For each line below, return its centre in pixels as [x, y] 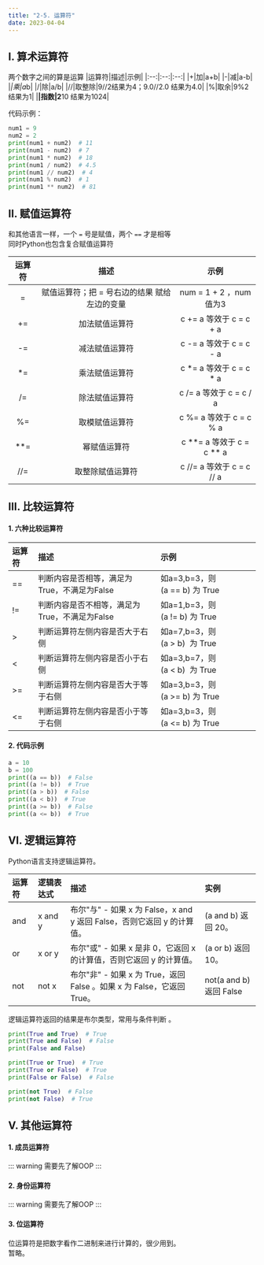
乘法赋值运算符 [106, 373]
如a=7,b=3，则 [188, 631]
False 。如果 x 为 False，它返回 [128, 986]
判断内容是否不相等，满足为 [89, 605]
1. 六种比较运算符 [36, 528]
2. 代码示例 [26, 746]
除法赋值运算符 [106, 397]
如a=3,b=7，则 [188, 658]
